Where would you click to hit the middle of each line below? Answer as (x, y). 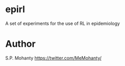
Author (20, 44)
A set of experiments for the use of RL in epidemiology (62, 23)
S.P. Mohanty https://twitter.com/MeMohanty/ (54, 58)
